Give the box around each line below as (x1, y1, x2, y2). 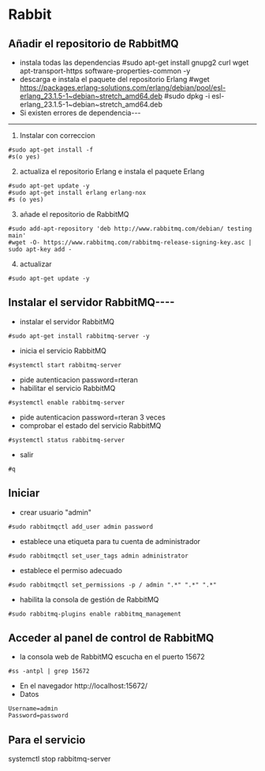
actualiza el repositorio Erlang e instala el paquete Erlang (19, 167, 205, 176)
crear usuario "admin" (19, 507, 92, 517)
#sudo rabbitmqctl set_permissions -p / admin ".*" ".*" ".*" (8, 581, 217, 589)
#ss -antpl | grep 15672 (8, 668, 90, 676)
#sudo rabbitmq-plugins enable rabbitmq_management (8, 609, 181, 618)
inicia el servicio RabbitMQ (19, 345, 106, 356)
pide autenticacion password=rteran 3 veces (19, 412, 166, 422)
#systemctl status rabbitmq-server (8, 436, 125, 444)
